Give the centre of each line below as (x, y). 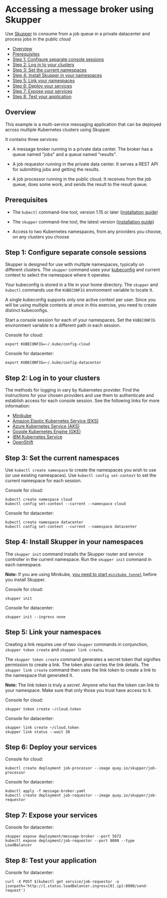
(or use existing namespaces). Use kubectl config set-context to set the (81, 475)
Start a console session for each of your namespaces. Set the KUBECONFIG (80, 320)
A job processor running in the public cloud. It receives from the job (82, 179)
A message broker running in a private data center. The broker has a (83, 149)
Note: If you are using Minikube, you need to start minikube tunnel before (81, 574)
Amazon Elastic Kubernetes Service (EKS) (55, 421)
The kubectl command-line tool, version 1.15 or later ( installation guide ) (85, 212)
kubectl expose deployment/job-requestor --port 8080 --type (70, 841)
